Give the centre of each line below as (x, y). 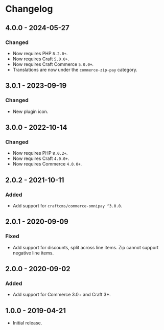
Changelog (29, 9)
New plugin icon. (30, 111)
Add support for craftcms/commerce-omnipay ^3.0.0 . (67, 205)
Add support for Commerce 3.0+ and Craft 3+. (62, 295)
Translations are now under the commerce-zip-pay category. (75, 69)
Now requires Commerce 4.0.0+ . (47, 164)
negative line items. (33, 253)
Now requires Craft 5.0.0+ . (41, 59)
